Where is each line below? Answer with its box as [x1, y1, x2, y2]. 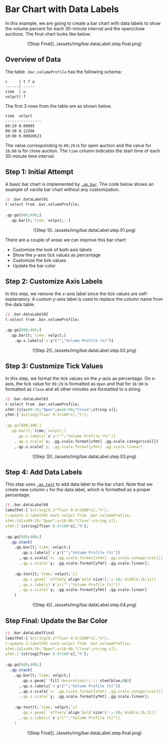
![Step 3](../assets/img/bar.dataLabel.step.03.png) [32, 453, 137, 459]
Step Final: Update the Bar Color [5, 616, 108, 625]
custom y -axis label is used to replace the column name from [36, 296, 163, 302]
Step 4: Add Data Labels [5, 467, 82, 477]
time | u [5, 89, 26, 94]
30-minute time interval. [5, 153, 55, 159]
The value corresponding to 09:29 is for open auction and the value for [5, 142, 152, 148]
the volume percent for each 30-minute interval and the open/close [5, 25, 145, 31]
